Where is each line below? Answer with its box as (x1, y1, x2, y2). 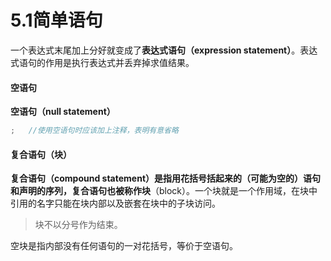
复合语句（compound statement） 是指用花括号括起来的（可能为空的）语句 (10, 172, 322, 185)
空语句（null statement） (10, 106, 116, 118)
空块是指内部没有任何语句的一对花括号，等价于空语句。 (10, 240, 238, 252)
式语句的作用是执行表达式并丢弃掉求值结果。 (10, 56, 195, 68)
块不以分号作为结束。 (34, 219, 123, 231)
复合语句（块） (10, 148, 72, 160)
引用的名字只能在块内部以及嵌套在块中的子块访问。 (10, 197, 221, 210)
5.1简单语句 (10, 9, 103, 32)
